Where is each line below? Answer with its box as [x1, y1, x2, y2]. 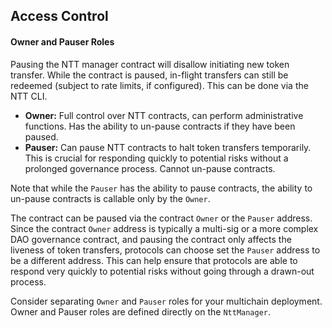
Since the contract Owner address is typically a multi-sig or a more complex [10, 222, 319, 234]
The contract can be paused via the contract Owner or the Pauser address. [10, 212, 313, 224]
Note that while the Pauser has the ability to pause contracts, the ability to [10, 182, 313, 194]
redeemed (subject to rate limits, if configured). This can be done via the [10, 79, 309, 91]
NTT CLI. [10, 90, 48, 102]
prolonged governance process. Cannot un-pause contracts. [24, 162, 276, 174]
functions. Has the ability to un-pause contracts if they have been [24, 120, 296, 132]
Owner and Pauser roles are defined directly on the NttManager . [10, 305, 272, 318]
